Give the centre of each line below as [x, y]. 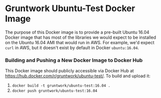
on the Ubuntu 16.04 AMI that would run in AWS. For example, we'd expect [80, 42]
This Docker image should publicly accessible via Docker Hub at [70, 71]
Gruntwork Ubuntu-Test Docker [70, 8]
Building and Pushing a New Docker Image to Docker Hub [74, 60]
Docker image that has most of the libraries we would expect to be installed [81, 37]
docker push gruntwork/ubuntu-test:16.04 [54, 91]
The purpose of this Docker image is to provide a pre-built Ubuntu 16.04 [77, 32]
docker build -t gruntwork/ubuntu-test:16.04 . [61, 86]
